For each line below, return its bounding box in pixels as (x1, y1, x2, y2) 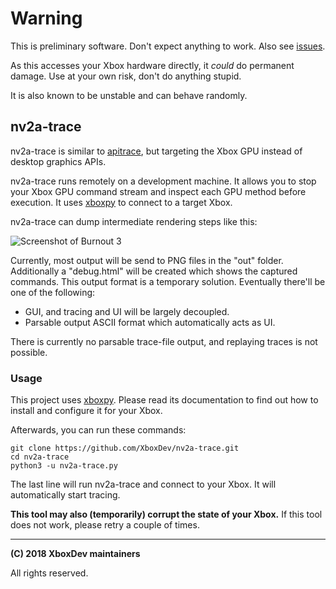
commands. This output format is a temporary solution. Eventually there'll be (10, 275, 326, 287)
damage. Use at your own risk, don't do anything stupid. (10, 70, 242, 82)
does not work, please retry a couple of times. (10, 519, 200, 531)
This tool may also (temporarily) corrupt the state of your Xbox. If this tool (10, 508, 323, 521)
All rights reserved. (10, 567, 89, 579)
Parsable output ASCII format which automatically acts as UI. (24, 316, 276, 328)
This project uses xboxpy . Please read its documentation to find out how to (10, 394, 319, 406)
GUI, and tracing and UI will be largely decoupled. (24, 305, 230, 317)
